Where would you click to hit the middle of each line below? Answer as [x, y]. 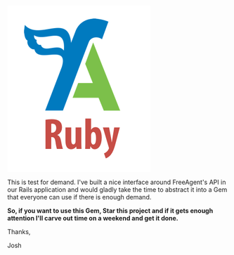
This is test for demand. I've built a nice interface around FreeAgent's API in [117, 182]
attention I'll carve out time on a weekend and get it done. [93, 218]
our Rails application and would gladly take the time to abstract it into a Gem [117, 190]
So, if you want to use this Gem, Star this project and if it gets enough [110, 211]
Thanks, [19, 232]
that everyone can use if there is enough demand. [79, 197]
